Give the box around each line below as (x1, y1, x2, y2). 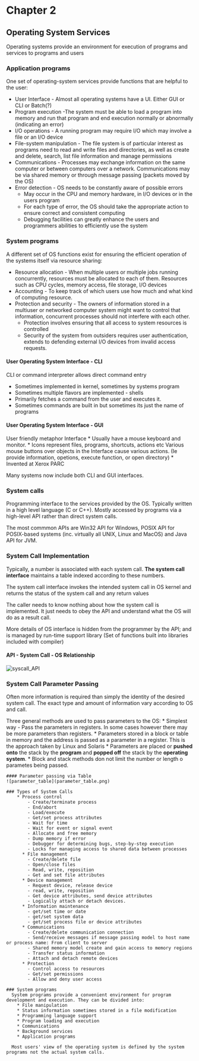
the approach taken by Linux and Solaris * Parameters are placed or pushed (6, 742, 193, 750)
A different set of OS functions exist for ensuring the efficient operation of (6, 251, 187, 258)
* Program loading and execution (17, 1018, 100, 1024)
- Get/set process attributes (27, 815, 102, 821)
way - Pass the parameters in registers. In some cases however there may (6, 724, 188, 731)
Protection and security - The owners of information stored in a (14, 300, 170, 307)
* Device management (21, 878, 73, 884)
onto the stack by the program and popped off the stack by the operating (6, 749, 188, 756)
